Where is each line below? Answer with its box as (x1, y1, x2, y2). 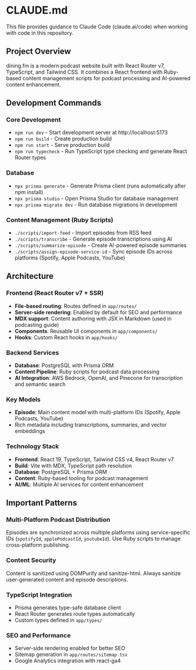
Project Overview (6, 47, 71, 57)
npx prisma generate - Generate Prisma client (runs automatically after (14, 182, 187, 189)
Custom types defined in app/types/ (14, 616, 102, 623)
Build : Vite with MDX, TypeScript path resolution (14, 462, 132, 469)
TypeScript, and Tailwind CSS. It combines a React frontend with (6, 68, 163, 75)
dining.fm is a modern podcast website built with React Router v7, (6, 62, 165, 69)
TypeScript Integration (6, 590, 72, 599)
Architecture (6, 271, 54, 281)
